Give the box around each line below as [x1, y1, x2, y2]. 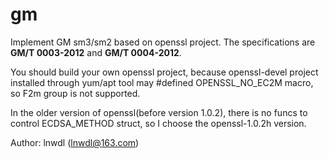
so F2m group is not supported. [10, 87, 141, 99]
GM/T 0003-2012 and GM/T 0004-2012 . [10, 46, 182, 58]
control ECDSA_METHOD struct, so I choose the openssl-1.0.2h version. [10, 117, 307, 129]
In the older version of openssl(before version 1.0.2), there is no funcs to [10, 106, 308, 118]
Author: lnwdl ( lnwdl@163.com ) [10, 136, 140, 148]
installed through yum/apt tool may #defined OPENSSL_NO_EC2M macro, [10, 76, 314, 88]
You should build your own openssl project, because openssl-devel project [10, 66, 319, 78]
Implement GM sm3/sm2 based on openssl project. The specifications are [10, 36, 316, 48]
